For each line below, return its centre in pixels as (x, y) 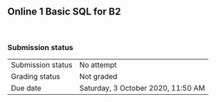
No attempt (98, 65)
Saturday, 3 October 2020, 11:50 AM (142, 88)
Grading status (36, 76)
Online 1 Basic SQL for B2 (64, 12)
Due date (26, 88)
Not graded (98, 76)
